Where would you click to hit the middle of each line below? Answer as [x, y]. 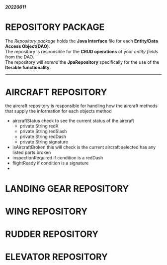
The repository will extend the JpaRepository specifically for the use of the [82, 62]
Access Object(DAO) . [28, 46]
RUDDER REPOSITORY [52, 234]
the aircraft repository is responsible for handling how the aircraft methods [82, 106]
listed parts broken [32, 152]
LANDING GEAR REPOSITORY [67, 189]
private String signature [44, 142]
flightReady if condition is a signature [50, 163]
